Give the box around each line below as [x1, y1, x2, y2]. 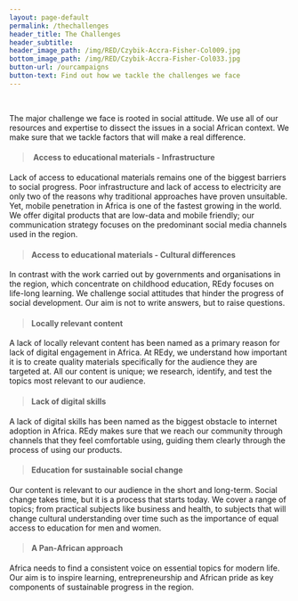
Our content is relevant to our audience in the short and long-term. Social [9, 484, 278, 495]
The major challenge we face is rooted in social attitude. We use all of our [9, 112, 278, 123]
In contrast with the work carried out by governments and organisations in [9, 269, 281, 280]
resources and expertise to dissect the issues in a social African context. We [9, 122, 289, 133]
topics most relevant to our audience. [9, 375, 147, 386]
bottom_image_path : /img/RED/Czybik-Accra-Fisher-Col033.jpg [9, 54, 241, 63]
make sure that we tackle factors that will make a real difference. [9, 131, 246, 143]
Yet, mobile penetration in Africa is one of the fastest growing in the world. [9, 200, 282, 210]
